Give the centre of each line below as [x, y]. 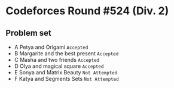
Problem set [29, 33]
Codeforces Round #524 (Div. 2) [87, 11]
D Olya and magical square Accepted [59, 66]
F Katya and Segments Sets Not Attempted [66, 79]
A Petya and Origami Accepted [51, 47]
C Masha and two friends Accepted [57, 60]
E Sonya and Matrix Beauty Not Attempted [66, 72]
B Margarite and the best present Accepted [66, 54]
